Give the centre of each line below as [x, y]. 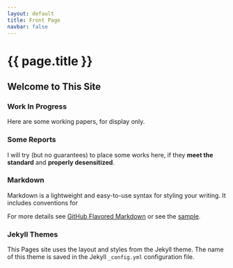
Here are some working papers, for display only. [76, 122]
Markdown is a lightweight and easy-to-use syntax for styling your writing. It [116, 195]
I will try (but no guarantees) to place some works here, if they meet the [110, 155]
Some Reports [32, 140]
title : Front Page [34, 20]
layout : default [31, 14]
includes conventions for [43, 203]
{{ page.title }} [50, 61]
